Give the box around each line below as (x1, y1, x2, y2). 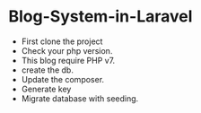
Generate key (21, 83, 72, 94)
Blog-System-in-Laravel (8, 6, 193, 27)
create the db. (21, 65, 74, 75)
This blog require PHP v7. (21, 55, 116, 65)
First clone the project (21, 36, 103, 47)
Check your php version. (21, 45, 113, 56)
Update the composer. (21, 74, 105, 84)
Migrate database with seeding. (21, 92, 139, 104)
